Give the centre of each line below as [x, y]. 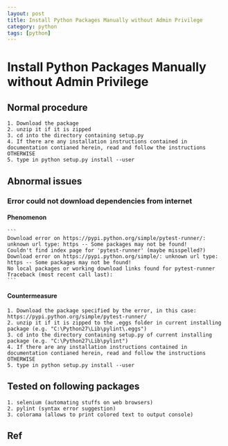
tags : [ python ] [29, 33]
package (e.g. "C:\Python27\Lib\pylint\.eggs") [77, 329]
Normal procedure [47, 107]
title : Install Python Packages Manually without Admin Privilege [105, 20]
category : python [32, 26]
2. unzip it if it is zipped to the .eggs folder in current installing [114, 323]
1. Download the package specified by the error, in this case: [102, 310]
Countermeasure [32, 296]
